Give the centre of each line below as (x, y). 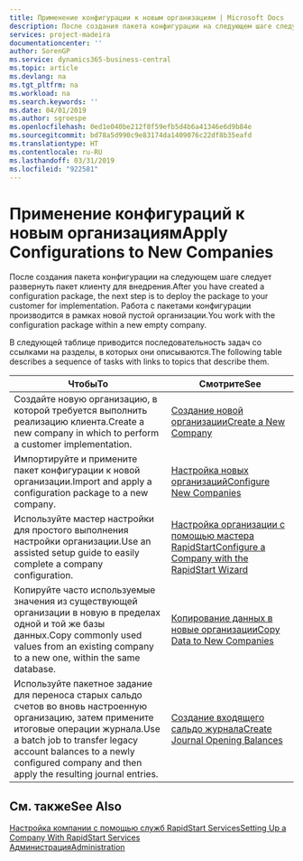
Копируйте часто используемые (85, 590)
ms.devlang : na (38, 77)
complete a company (59, 564)
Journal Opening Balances (227, 740)
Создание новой (207, 410)
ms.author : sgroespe (48, 118)
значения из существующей (76, 602)
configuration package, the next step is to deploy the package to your (139, 296)
